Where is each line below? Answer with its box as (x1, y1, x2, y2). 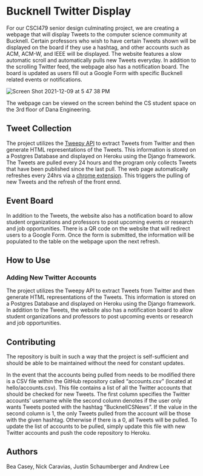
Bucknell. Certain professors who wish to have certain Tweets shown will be (6, 37, 196, 44)
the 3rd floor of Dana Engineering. (6, 106, 92, 113)
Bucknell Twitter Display (6, 4, 131, 18)
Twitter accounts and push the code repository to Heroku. (6, 429, 151, 437)
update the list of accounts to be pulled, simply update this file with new (6, 423, 186, 430)
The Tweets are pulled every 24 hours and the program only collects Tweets (6, 159, 197, 166)
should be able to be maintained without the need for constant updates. (6, 360, 185, 367)
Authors (6, 447, 38, 457)
